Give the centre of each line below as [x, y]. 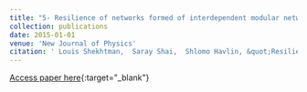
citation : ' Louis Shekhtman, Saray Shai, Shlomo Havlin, [127, 52]
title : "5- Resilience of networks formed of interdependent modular [145, 18]
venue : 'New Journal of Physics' [73, 43]
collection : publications [58, 26]
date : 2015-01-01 [42, 35]
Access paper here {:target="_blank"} [79, 77]
